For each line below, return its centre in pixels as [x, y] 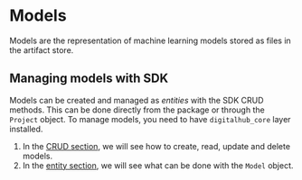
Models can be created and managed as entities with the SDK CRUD [137, 100]
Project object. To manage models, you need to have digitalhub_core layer [150, 119]
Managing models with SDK [89, 79]
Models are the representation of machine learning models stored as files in [150, 40]
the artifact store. [42, 49]
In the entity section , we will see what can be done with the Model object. [158, 165]
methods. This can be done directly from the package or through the [137, 110]
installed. [26, 129]
